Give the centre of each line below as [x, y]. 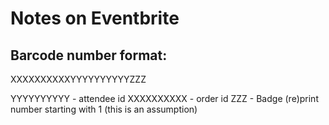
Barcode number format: [89, 55]
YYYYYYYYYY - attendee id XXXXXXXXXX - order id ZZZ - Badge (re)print [164, 98]
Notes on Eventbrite [95, 18]
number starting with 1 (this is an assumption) [104, 109]
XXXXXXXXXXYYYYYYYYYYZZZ [78, 79]
